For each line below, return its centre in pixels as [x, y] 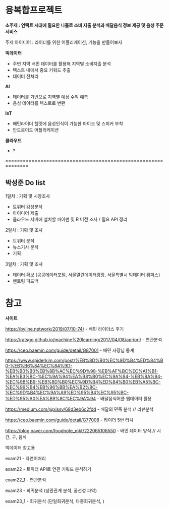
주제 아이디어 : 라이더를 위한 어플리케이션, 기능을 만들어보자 [64, 42]
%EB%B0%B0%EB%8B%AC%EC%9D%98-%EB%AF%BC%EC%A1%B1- [82, 371]
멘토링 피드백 [25, 281]
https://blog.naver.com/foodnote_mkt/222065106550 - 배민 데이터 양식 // [80, 430]
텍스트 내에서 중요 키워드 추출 [41, 70]
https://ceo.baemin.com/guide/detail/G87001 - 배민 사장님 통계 [70, 350]
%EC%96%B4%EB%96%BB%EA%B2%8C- [51, 387]
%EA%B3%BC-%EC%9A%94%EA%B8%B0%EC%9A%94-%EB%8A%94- [84, 376]
